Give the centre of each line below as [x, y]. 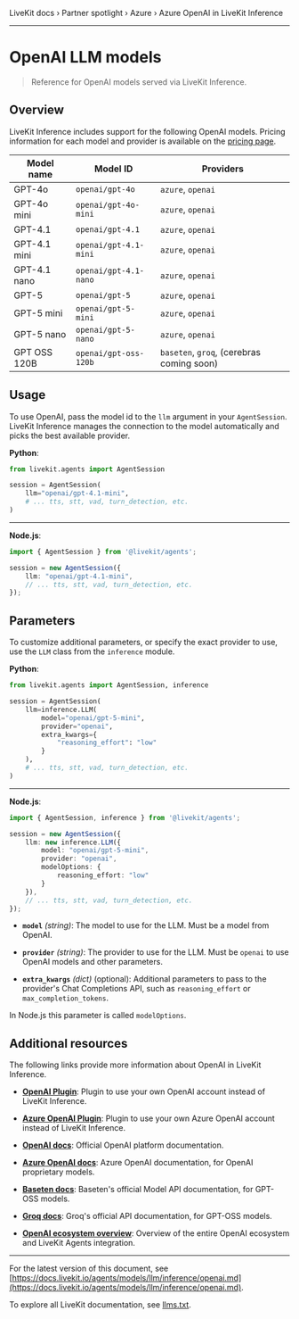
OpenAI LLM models [85, 58]
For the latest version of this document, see [89, 1269]
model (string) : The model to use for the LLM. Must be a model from [145, 925]
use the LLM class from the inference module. [92, 651]
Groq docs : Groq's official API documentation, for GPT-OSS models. [147, 1216]
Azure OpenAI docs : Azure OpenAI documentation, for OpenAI [137, 1163]
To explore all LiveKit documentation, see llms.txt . [100, 1305]
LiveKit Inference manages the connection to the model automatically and [144, 426]
